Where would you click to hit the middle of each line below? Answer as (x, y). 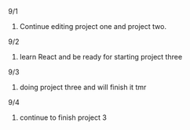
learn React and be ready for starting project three (101, 57)
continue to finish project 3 (63, 117)
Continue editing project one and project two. (93, 26)
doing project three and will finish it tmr (83, 87)
